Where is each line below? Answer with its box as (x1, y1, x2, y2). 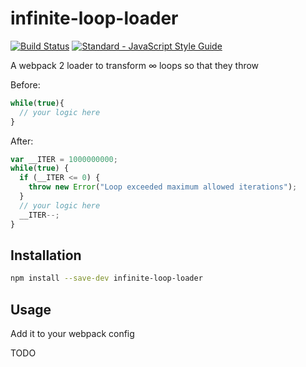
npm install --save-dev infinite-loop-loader (10, 273, 203, 284)
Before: (10, 78, 41, 91)
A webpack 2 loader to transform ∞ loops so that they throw (10, 59, 260, 71)
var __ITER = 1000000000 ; (10, 154, 118, 164)
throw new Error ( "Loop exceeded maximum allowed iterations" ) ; (28, 182, 298, 192)
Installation (10, 247, 82, 264)
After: (10, 135, 34, 147)
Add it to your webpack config (10, 328, 135, 340)
